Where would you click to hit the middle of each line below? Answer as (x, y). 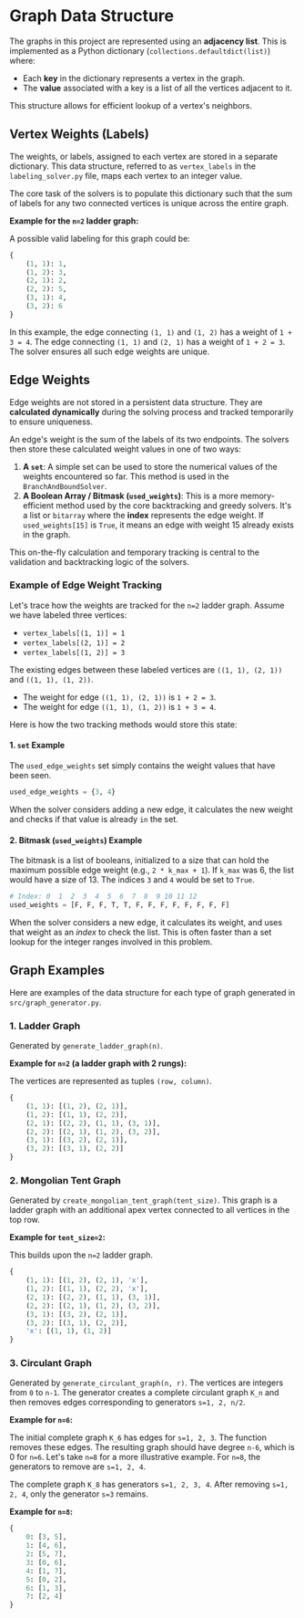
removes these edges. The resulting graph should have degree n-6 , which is (152, 1447)
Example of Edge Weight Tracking (86, 585)
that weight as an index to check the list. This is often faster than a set (141, 932)
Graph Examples (57, 971)
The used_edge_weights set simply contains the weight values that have (142, 766)
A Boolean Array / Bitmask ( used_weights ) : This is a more (130, 496)
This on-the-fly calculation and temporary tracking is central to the (135, 552)
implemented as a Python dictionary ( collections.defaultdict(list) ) (140, 50)
